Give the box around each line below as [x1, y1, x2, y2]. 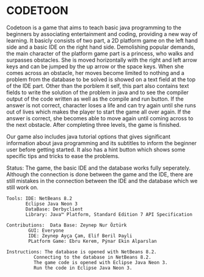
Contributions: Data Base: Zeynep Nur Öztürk [6, 222, 127, 228]
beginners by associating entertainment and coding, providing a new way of [6, 30, 198, 37]
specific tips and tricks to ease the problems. [6, 152, 120, 159]
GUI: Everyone [28, 227, 64, 234]
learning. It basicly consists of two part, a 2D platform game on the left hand [6, 37, 199, 44]
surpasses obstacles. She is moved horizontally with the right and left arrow [6, 56, 197, 63]
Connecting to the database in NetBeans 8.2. [33, 254, 151, 260]
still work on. [6, 184, 38, 191]
